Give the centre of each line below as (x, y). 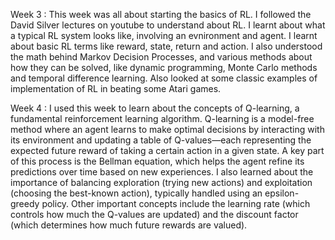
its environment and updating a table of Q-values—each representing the (161, 140)
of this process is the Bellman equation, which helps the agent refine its (157, 161)
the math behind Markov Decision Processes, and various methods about (161, 57)
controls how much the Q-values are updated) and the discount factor (154, 214)
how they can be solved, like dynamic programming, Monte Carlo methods (164, 67)
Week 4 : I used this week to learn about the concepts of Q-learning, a (155, 108)
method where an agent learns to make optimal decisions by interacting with (167, 129)
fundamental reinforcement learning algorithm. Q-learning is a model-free (162, 118)
